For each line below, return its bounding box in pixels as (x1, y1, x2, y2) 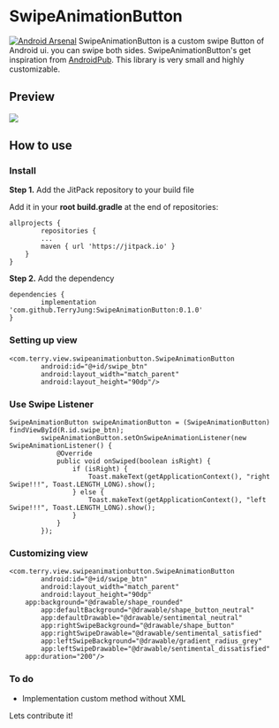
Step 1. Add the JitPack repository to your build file (9, 184, 194, 196)
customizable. (9, 64, 60, 74)
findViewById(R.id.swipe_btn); (9, 426, 124, 435)
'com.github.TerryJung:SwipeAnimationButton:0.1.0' (9, 306, 203, 315)
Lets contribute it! (9, 710, 73, 721)
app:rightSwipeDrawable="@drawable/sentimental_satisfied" (41, 629, 263, 639)
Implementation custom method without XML (21, 693, 186, 703)
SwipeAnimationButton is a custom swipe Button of (78, 35, 265, 46)
